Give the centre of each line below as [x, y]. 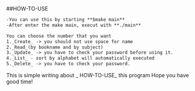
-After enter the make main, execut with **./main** [74, 25]
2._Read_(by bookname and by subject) [55, 47]
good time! [20, 81]
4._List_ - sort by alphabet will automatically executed [80, 58]
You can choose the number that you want [59, 36]
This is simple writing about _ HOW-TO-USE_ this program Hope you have [98, 75]
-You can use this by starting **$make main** [66, 20]
